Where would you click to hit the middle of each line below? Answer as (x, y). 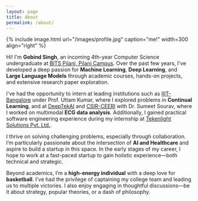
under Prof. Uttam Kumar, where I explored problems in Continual (112, 100)
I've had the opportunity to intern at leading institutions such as (83, 94)
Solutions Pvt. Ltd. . (29, 125)
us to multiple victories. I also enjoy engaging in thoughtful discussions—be (98, 186)
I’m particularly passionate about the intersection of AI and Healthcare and (98, 143)
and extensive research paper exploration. (58, 82)
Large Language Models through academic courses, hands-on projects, (94, 76)
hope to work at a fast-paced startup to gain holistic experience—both (92, 155)
